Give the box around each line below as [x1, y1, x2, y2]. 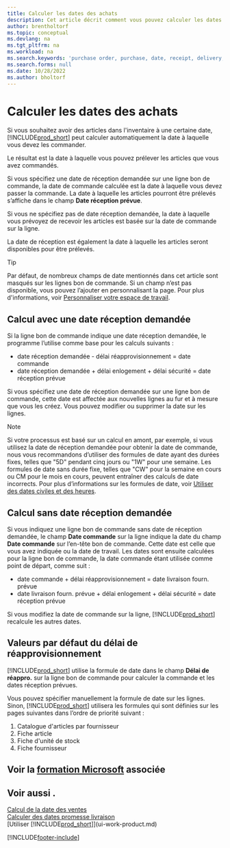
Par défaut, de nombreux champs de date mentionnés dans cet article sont [7, 272, 218, 280]
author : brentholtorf [7, 23, 69, 30]
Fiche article [16, 729, 53, 737]
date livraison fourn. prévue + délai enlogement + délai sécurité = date [16, 589, 216, 597]
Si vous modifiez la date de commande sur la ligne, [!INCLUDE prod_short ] [7, 610, 216, 618]
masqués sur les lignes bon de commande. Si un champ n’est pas [7, 279, 192, 287]
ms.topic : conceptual [7, 29, 69, 36]
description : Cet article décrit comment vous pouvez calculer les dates [7, 16, 222, 23]
